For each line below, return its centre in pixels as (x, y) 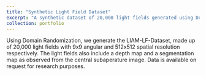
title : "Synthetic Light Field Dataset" (59, 12)
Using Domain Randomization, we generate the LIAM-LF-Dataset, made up (101, 41)
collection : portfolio (35, 23)
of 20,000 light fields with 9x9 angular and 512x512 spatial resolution (93, 47)
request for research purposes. (46, 66)
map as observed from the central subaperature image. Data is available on (101, 60)
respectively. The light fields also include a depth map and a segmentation (100, 54)
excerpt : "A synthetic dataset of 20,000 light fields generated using (100, 18)
